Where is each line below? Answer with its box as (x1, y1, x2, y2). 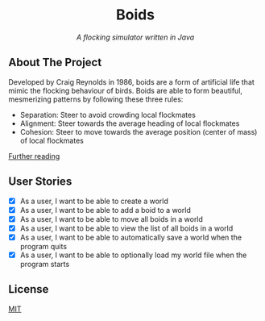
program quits (19, 241, 67, 251)
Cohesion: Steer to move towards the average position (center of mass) (19, 127, 258, 136)
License (8, 282, 49, 296)
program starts (19, 259, 70, 269)
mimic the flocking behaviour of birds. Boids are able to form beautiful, (8, 85, 243, 95)
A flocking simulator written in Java (76, 32, 195, 42)
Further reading (8, 151, 60, 160)
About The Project (8, 56, 102, 69)
